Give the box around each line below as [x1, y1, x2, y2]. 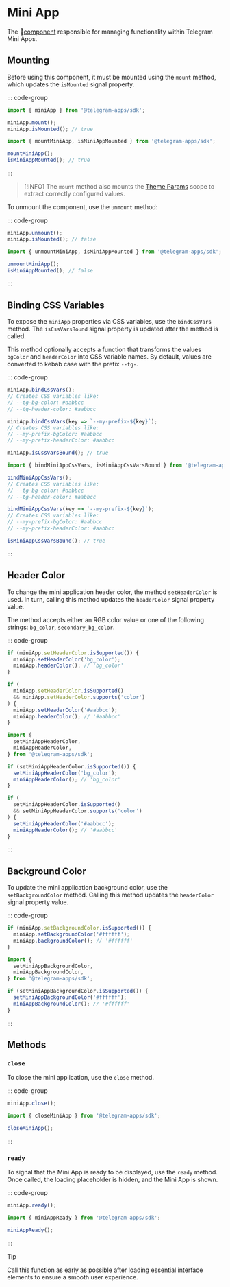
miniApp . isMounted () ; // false [7, 235, 97, 243]
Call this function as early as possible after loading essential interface [7, 1266, 203, 1274]
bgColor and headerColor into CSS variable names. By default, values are [7, 353, 212, 361]
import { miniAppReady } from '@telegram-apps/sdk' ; [7, 1214, 161, 1222]
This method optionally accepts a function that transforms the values [7, 345, 202, 354]
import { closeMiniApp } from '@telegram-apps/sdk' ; [7, 1113, 161, 1120]
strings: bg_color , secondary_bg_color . [7, 623, 115, 631]
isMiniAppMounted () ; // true [7, 156, 90, 164]
